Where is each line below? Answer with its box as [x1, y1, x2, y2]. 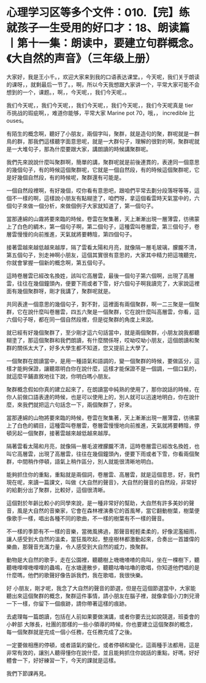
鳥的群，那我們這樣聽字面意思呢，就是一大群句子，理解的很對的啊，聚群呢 [6, 138, 194, 145]
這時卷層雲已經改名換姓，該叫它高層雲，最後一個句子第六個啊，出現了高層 [6, 271, 194, 279]
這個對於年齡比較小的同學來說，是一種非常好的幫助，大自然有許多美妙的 [6, 499, 189, 507]
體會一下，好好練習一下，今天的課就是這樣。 [6, 657, 120, 664]
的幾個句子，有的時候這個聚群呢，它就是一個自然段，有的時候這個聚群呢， [6, 166, 194, 173]
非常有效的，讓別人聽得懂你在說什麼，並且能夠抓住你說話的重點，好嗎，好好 [6, 649, 200, 656]
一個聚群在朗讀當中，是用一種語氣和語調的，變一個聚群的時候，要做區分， [6, 357, 194, 364]
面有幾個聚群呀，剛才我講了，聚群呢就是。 [6, 287, 114, 295]
